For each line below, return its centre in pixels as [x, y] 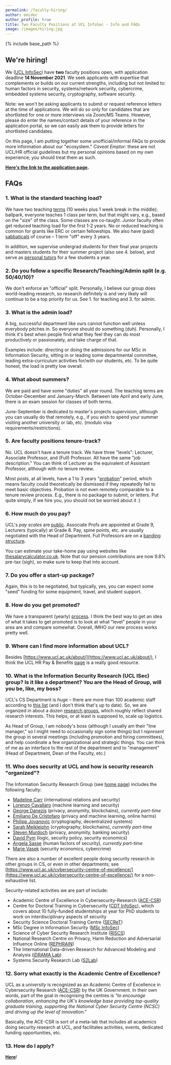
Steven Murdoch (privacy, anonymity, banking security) [71, 832]
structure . [16, 541]
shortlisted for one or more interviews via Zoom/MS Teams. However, [78, 115]
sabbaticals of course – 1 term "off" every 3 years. [58, 236]
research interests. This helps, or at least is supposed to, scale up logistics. [84, 716]
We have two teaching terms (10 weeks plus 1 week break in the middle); [82, 209]
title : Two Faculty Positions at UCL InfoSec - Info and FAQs [73, 24]
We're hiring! [27, 60]
